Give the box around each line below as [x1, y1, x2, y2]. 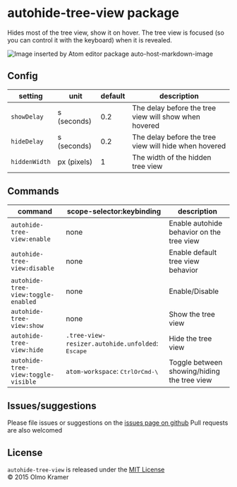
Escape [66, 347, 87, 355]
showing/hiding [169, 366, 220, 376]
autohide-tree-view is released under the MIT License [7, 465, 165, 474]
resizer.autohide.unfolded [66, 339, 157, 348]
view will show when [131, 112, 201, 122]
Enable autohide [169, 218, 223, 228]
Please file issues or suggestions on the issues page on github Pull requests [7, 418, 229, 427]
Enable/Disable [169, 286, 219, 296]
